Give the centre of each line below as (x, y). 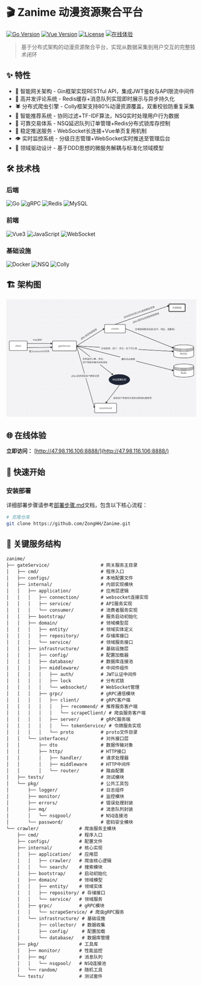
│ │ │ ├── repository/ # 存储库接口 (68, 636)
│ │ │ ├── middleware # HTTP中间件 (68, 765)
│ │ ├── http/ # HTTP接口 (66, 752)
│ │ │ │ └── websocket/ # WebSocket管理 (73, 688)
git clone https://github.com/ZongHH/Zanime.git (68, 524)
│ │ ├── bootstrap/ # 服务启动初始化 (72, 617)
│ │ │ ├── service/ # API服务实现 (69, 604)
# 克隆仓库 (18, 517)
